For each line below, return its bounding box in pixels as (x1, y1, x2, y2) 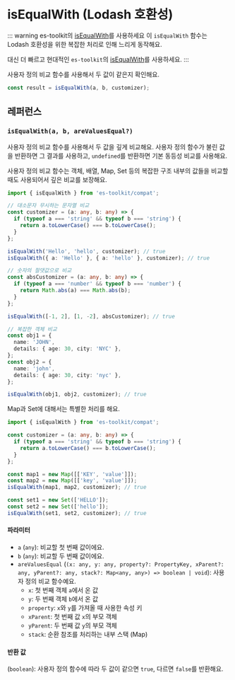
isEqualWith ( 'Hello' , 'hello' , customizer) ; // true (7, 248, 166, 255)
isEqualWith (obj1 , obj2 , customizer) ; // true (7, 391, 147, 398)
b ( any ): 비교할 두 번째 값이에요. (17, 551, 104, 560)
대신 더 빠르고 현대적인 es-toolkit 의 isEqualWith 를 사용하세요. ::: (7, 54, 189, 64)
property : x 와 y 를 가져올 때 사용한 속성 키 (28, 603, 143, 612)
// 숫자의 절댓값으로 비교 (7, 267, 72, 275)
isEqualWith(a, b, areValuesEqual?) (7, 127, 133, 135)
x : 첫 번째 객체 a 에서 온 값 (28, 585, 99, 594)
